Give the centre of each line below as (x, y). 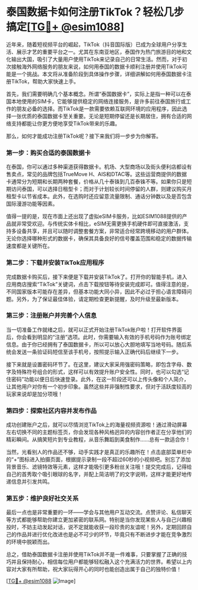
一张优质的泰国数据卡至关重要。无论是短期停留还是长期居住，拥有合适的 (99, 116)
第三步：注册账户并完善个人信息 (52, 316)
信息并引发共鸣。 (32, 482)
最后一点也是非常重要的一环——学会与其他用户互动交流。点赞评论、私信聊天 (99, 513)
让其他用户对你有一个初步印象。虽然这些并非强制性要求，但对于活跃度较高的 (99, 386)
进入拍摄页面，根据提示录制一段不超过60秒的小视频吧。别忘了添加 (110, 459)
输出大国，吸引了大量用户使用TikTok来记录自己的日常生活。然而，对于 (97, 59)
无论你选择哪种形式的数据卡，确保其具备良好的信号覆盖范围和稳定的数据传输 (99, 239)
